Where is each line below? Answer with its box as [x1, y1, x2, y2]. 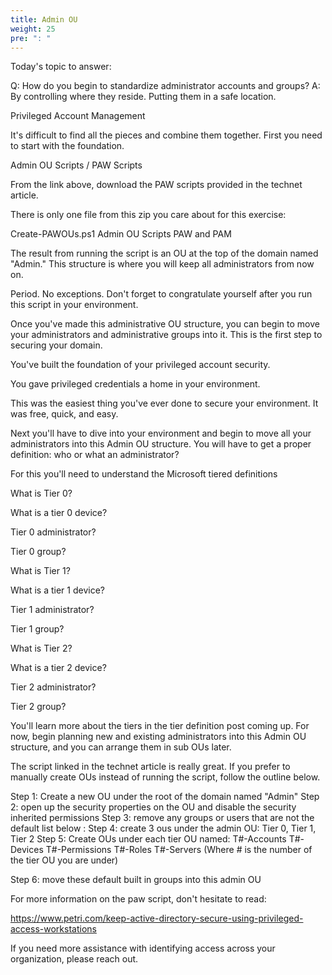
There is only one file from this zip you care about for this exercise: [10, 209, 287, 221]
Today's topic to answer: [10, 61, 112, 73]
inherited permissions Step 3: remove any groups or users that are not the [10, 812, 315, 824]
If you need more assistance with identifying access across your [10, 942, 276, 955]
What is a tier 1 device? [10, 584, 105, 596]
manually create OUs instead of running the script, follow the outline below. [10, 771, 321, 783]
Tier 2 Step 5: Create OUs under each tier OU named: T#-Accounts [10, 833, 287, 845]
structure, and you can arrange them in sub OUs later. [10, 741, 232, 753]
